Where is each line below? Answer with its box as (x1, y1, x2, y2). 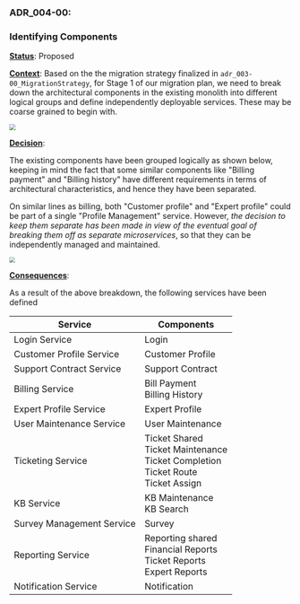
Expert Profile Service (13, 402, 106, 415)
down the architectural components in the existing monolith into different (9, 87, 278, 98)
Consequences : (9, 269, 70, 280)
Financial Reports (144, 543, 218, 556)
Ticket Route (144, 465, 198, 477)
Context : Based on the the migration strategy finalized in (9, 68, 219, 79)
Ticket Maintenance (144, 442, 228, 455)
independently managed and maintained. (9, 239, 161, 249)
